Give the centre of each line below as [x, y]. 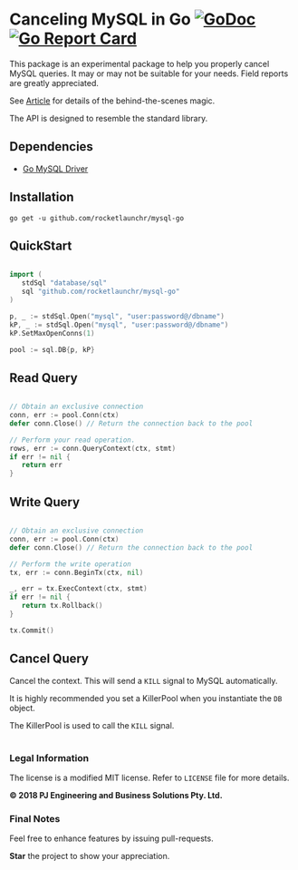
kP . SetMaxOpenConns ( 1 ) [52, 333]
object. [23, 708]
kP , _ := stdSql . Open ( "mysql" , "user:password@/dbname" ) [119, 325]
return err [42, 465]
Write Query [44, 502]
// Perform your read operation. [72, 440]
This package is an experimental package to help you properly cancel [139, 64]
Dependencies [51, 147]
